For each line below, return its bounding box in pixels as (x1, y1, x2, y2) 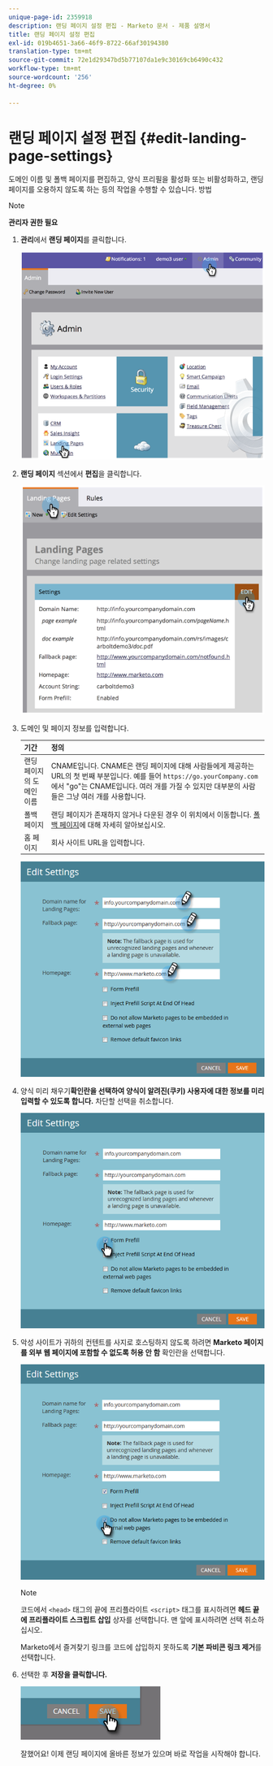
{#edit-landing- (139, 128, 248, 147)
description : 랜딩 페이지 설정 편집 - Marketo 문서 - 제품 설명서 (8, 21, 210, 30)
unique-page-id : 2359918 (8, 13, 93, 21)
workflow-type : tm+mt (8, 65, 82, 73)
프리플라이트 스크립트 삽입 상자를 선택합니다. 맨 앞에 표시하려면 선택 (28, 1615, 243, 1625)
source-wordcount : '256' (8, 73, 93, 81)
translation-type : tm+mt (8, 47, 93, 56)
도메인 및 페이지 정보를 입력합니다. (19, 723, 129, 733)
